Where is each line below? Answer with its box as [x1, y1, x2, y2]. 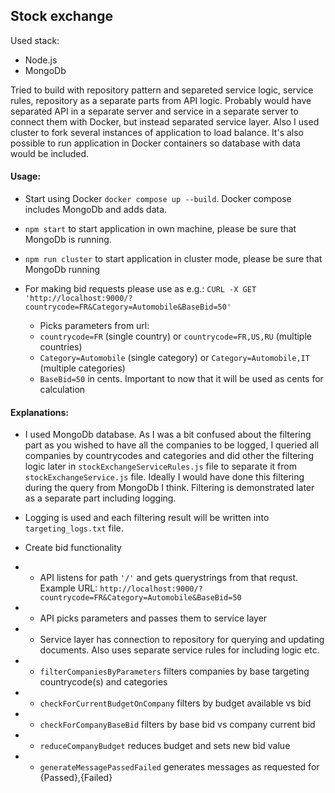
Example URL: [39, 582, 98, 594]
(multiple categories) [39, 362, 126, 374]
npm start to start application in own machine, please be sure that [24, 223, 297, 235]
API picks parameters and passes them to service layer [39, 612, 268, 624]
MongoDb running [24, 264, 101, 276]
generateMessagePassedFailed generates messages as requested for [39, 761, 320, 773]
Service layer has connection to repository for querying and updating [39, 634, 325, 646]
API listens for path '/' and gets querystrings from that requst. [39, 572, 299, 584]
